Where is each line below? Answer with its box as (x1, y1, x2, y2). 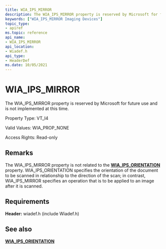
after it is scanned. (5, 183, 43, 189)
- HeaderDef (5, 58, 30, 63)
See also (5, 225, 32, 234)
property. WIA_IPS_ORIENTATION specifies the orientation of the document (5, 167, 158, 173)
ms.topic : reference (5, 30, 48, 35)
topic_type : (5, 21, 30, 26)
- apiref (5, 26, 23, 31)
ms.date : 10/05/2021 (5, 62, 48, 67)
